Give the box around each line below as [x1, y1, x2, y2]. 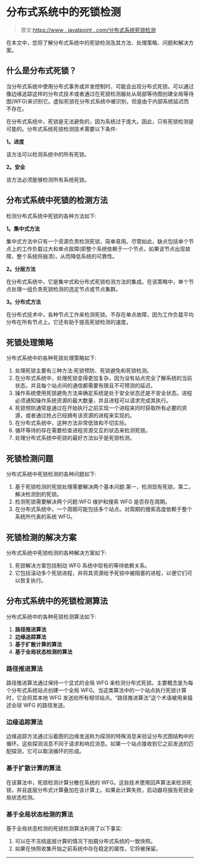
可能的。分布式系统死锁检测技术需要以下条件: [6, 125, 118, 132]
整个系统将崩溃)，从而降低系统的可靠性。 [16, 252, 118, 260]
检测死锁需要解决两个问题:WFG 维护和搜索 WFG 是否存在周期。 [14, 498, 171, 505]
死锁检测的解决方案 [6, 532, 77, 543]
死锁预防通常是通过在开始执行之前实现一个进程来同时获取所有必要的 [14, 405, 182, 412]
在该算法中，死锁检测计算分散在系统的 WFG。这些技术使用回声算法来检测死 [6, 779, 192, 786]
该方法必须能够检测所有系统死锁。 [6, 176, 90, 183]
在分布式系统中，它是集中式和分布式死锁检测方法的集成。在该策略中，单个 [6, 278, 189, 285]
